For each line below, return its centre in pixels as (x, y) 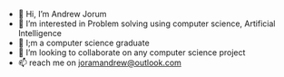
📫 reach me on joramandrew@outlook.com (99, 63)
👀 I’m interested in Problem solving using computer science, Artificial (147, 24)
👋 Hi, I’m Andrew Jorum (62, 14)
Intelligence (39, 33)
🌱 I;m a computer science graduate (83, 43)
